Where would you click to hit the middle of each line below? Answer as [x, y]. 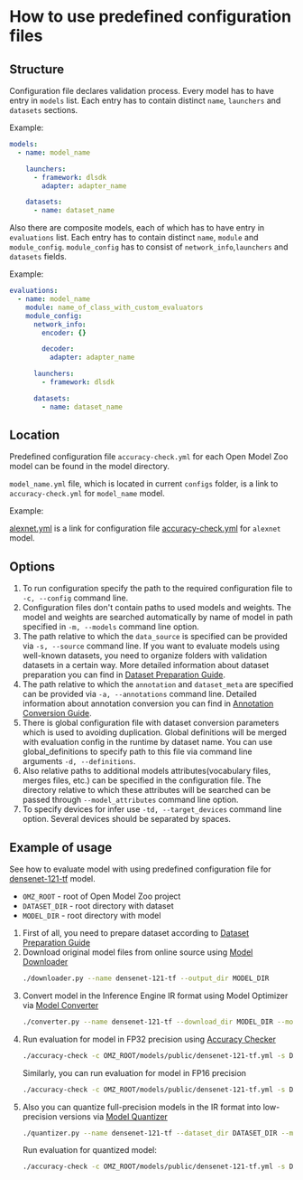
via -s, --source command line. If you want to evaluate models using [151, 646]
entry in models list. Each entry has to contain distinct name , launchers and [145, 100]
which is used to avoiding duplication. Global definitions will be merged [154, 732]
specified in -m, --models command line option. [111, 627]
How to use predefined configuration [150, 17]
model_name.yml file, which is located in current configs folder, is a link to [144, 484]
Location [35, 435]
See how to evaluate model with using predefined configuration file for [141, 869]
